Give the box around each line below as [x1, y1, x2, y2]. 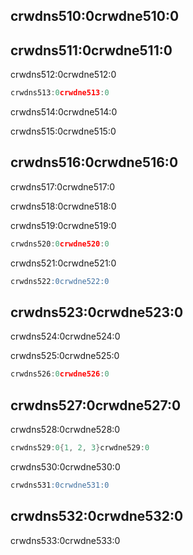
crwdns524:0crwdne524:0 [10, 330, 121, 343]
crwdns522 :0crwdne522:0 [10, 276, 110, 286]
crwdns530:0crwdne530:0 [10, 461, 121, 473]
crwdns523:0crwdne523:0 [10, 304, 184, 321]
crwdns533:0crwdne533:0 [10, 534, 121, 546]
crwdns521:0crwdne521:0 [10, 257, 117, 269]
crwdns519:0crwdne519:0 [10, 219, 117, 231]
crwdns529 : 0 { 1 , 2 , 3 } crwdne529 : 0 [10, 443, 150, 453]
